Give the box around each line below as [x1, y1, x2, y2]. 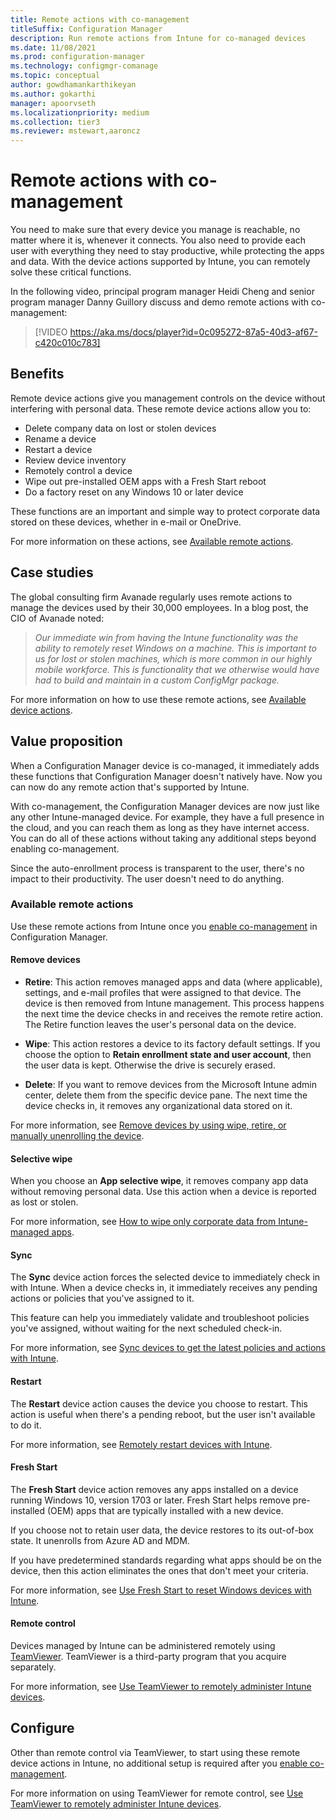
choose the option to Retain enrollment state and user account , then [24, 1049, 312, 1060]
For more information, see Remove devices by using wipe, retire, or [10, 1119, 287, 1131]
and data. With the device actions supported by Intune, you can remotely [10, 256, 311, 268]
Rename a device [24, 432, 97, 445]
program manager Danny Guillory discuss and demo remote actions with [10, 296, 310, 308]
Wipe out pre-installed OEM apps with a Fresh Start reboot [24, 475, 267, 487]
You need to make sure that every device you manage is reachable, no [10, 224, 301, 236]
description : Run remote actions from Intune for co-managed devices [10, 33, 307, 43]
